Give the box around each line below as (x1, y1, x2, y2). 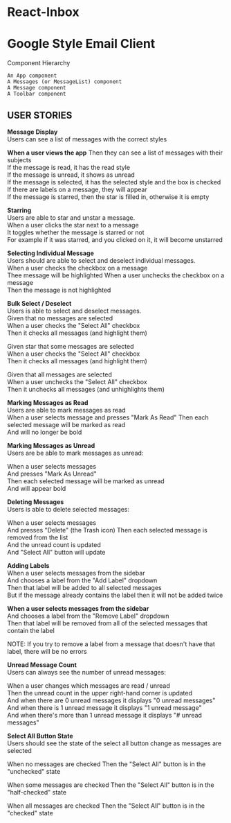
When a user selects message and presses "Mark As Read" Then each (7, 413, 209, 422)
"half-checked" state (7, 788, 67, 796)
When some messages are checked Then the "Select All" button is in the (7, 781, 214, 789)
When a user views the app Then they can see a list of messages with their (7, 148, 223, 157)
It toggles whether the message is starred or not (7, 228, 145, 236)
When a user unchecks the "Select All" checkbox (7, 377, 147, 385)
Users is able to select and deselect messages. (7, 306, 142, 315)
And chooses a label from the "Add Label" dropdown (7, 576, 158, 584)
